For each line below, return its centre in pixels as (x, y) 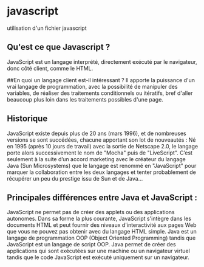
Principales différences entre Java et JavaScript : (102, 197)
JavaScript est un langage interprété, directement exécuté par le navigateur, (102, 61)
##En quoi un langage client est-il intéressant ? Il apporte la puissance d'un (101, 80)
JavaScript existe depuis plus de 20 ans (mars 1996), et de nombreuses (97, 133)
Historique (27, 119)
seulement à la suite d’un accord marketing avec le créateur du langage (96, 159)
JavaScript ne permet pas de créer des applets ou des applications (91, 212)
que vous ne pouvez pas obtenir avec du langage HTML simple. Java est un (102, 232)
